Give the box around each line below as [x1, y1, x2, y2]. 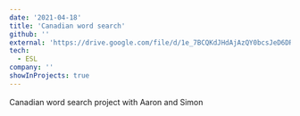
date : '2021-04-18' [9, 12, 82, 22]
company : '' [9, 63, 54, 72]
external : [9, 37, 46, 47]
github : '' [9, 29, 50, 38]
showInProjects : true [9, 71, 90, 80]
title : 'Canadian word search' [9, 21, 126, 30]
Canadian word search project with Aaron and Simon [9, 96, 204, 107]
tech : [9, 46, 29, 55]
